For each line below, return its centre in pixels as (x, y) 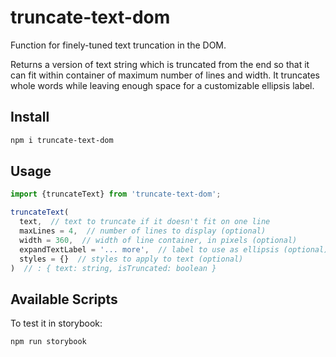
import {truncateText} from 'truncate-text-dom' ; (116, 194)
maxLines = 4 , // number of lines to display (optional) (143, 231)
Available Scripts (64, 299)
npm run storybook (48, 342)
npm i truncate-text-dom (62, 140)
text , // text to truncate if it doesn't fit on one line (145, 222)
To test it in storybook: (56, 323)
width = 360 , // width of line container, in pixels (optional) (158, 240)
